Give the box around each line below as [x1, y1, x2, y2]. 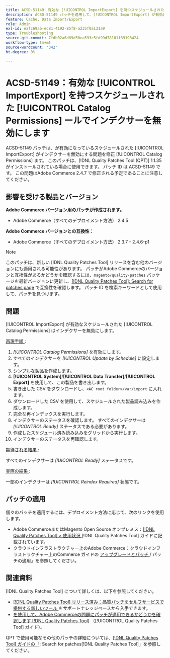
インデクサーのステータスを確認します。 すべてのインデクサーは [13, 417, 146, 423]
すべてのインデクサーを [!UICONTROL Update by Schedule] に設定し [13, 355, 155, 361]
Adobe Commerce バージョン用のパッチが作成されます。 [6, 207, 125, 213]
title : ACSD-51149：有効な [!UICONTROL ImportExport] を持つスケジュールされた [6, 7, 165, 13]
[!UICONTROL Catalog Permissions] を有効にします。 [13, 349, 124, 355]
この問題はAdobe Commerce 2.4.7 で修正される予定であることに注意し [15, 170, 163, 176]
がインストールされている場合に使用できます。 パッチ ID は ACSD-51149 [6, 164, 155, 170]
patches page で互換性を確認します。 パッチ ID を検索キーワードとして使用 [6, 285, 162, 291]
